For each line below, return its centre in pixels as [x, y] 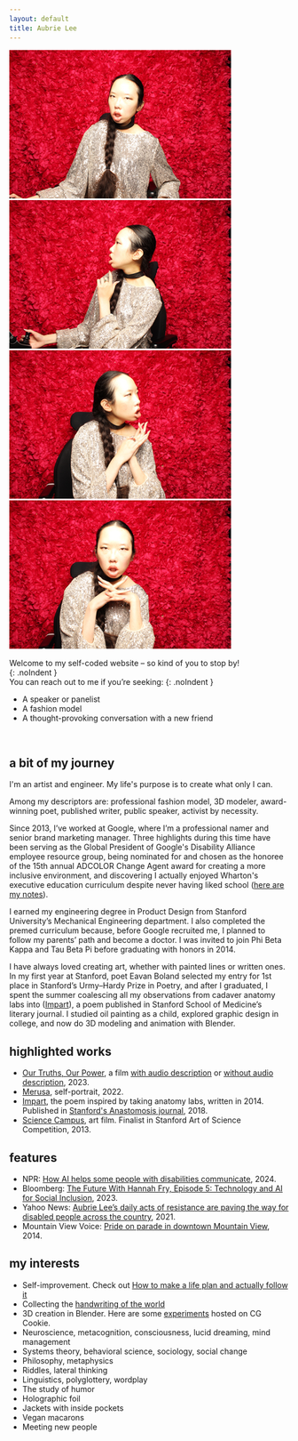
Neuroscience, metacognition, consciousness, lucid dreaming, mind [146, 1332]
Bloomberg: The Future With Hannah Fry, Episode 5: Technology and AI [153, 1188]
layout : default [39, 19]
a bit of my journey [62, 763]
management [46, 1341]
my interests [44, 1264]
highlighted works [61, 1051]
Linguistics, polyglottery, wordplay [85, 1380]
